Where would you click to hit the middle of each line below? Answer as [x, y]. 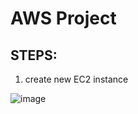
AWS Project [63, 18]
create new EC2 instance [76, 79]
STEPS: [34, 55]
